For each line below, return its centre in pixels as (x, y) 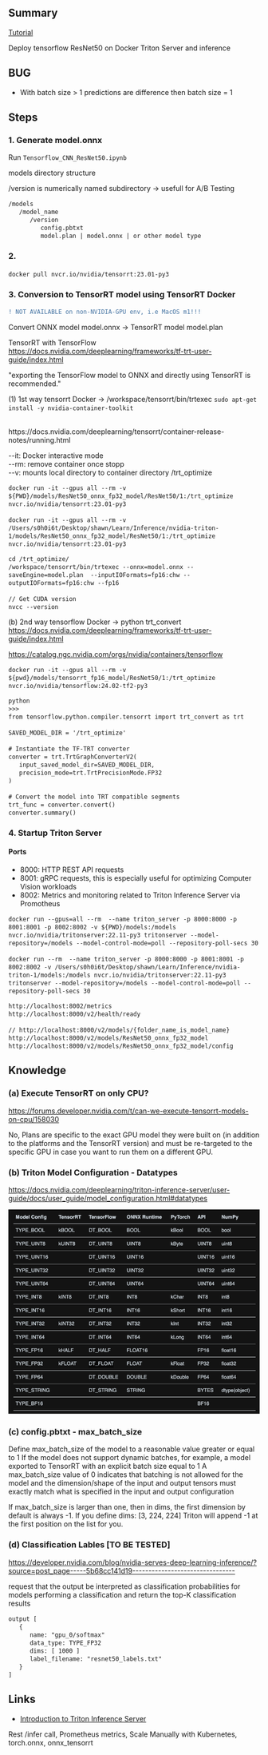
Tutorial (21, 32)
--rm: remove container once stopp (67, 464)
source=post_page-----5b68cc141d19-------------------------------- (122, 1570)
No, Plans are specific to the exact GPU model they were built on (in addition (134, 1135)
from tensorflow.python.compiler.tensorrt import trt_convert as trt (126, 717)
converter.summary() (43, 813)
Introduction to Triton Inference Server (83, 1718)
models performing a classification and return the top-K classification (122, 1594)
